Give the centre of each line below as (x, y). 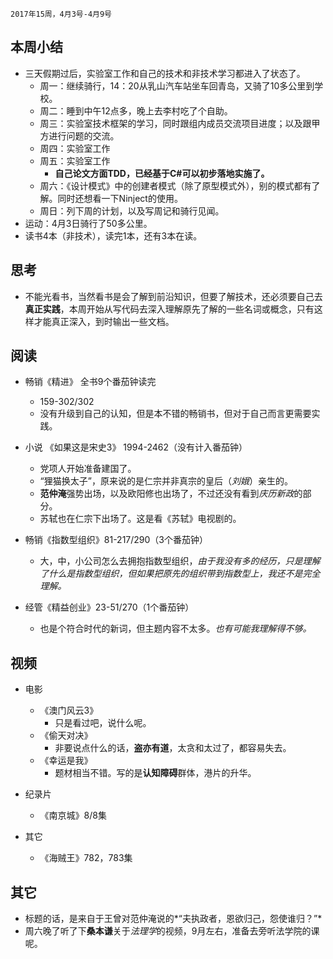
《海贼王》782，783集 (86, 858)
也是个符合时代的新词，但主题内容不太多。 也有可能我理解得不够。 (175, 629)
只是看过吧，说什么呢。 (103, 723)
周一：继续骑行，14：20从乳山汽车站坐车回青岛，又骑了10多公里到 (177, 85)
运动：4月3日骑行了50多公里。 (88, 223)
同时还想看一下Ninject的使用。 (120, 198)
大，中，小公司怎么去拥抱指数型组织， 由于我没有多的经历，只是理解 (180, 561)
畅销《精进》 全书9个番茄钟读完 (90, 382)
